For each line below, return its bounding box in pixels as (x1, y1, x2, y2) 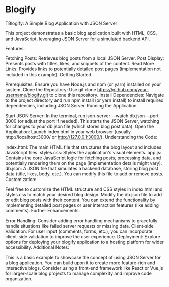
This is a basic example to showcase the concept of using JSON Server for (5, 254, 161, 260)
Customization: (5, 176, 37, 182)
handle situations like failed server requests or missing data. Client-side (5, 223, 154, 229)
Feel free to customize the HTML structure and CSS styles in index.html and (5, 186, 163, 192)
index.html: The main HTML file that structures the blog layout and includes (5, 143, 162, 150)
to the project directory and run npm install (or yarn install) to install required (5, 97, 164, 103)
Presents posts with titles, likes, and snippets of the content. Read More (5, 60, 154, 66)
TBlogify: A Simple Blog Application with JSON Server (5, 20, 118, 26)
